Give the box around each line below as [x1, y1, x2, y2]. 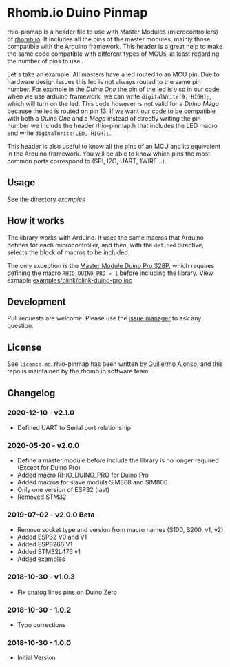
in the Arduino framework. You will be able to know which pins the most [7, 150, 211, 158]
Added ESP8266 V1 [17, 540, 73, 548]
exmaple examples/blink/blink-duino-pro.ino [7, 276, 133, 284]
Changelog [7, 387, 56, 399]
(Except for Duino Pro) [17, 464, 81, 472]
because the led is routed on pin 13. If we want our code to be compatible [7, 107, 216, 115]
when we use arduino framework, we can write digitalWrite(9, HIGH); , [7, 92, 212, 101]
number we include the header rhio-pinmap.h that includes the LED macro [7, 121, 218, 130]
